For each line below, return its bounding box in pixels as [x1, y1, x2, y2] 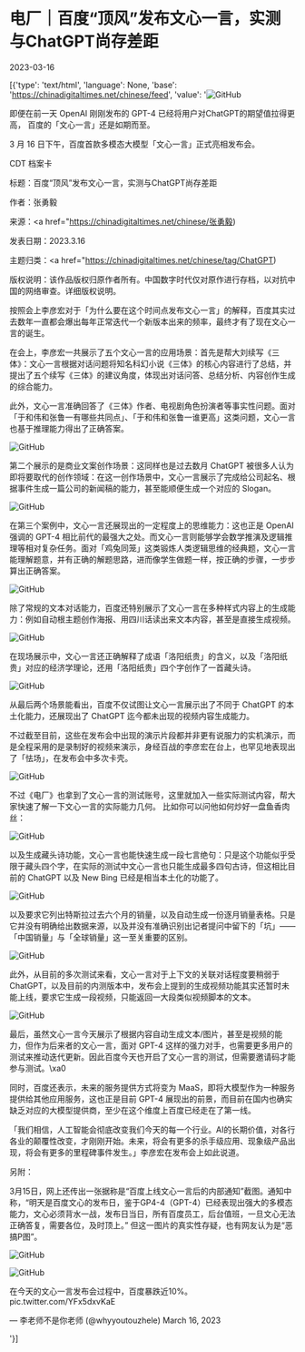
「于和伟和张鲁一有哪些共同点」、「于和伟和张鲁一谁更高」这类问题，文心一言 [9, 412, 296, 422]
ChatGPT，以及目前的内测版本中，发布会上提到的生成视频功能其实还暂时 [9, 980, 282, 991]
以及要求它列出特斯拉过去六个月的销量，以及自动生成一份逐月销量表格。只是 [9, 909, 296, 920]
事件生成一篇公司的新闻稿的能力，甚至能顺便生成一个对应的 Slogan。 [16, 483, 277, 493]
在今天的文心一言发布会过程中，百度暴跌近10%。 [9, 1286, 193, 1296]
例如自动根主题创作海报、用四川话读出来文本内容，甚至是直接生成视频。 [25, 614, 296, 625]
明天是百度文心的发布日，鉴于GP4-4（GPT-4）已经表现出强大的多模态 [28, 1196, 293, 1207]
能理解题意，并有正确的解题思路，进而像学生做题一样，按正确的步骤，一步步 [9, 554, 296, 564]
